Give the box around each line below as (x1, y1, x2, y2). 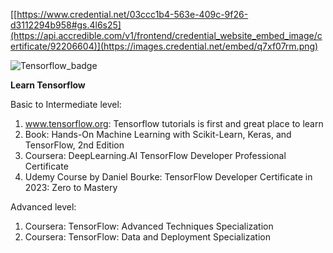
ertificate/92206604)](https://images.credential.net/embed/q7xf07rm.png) (10, 40, 319, 52)
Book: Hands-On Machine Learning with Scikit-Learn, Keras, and (24, 129, 292, 140)
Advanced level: (10, 201, 77, 213)
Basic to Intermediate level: (10, 99, 122, 110)
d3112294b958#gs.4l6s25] (10, 19, 122, 31)
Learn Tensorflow (10, 79, 86, 91)
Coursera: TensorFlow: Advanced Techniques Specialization (24, 220, 274, 232)
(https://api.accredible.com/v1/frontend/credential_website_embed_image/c (10, 30, 323, 41)
